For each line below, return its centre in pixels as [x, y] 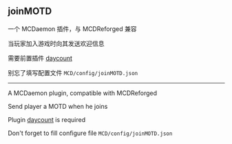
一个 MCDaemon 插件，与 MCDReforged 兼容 [72, 29]
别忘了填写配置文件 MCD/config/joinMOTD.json [73, 72]
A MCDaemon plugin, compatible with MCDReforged [83, 93]
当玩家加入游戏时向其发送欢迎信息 [56, 43]
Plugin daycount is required [47, 119]
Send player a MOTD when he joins [58, 106]
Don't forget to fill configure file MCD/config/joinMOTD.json [90, 133]
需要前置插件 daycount [40, 58]
